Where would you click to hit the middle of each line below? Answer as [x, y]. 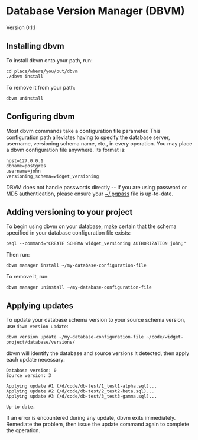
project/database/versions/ [41, 343]
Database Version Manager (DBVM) [95, 11]
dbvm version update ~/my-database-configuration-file [75, 337]
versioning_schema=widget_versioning [53, 176]
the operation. [23, 430]
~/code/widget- [165, 337]
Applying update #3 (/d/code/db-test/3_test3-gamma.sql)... [82, 397]
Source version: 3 [29, 376]
